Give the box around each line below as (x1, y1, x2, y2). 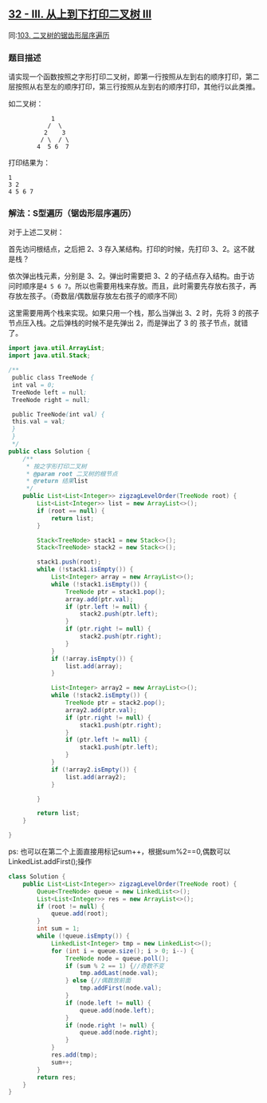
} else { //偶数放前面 (65, 977, 132, 985)
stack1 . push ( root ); (37, 558, 102, 566)
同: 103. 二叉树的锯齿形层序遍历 (8, 30, 110, 40)
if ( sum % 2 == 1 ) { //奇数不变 (65, 962, 165, 970)
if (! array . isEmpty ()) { (50, 655, 134, 663)
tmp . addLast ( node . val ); (79, 970, 159, 978)
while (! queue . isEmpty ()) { (37, 932, 130, 941)
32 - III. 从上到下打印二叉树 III (8, 7, 152, 22)
